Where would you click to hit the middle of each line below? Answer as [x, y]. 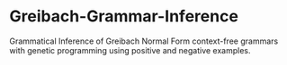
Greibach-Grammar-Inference [124, 16]
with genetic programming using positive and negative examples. [130, 50]
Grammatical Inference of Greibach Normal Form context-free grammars [144, 41]
